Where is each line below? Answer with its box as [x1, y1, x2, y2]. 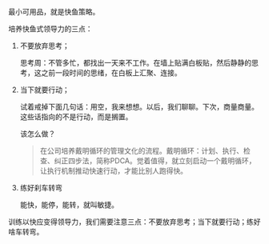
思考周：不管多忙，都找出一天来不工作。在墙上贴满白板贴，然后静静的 [19, 58, 252, 67]
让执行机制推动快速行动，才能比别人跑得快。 [39, 166, 188, 175]
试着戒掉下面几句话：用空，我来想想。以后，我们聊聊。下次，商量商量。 [19, 102, 259, 111]
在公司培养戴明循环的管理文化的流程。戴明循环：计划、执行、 [39, 146, 244, 155]
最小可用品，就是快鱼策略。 [8, 7, 100, 16]
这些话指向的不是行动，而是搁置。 [19, 112, 133, 122]
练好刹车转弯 [19, 183, 62, 192]
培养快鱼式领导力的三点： [8, 24, 93, 34]
